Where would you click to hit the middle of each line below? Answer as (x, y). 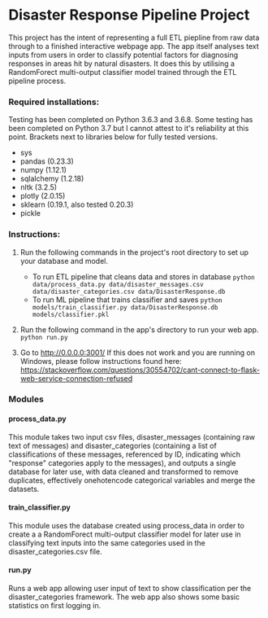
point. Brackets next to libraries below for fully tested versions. (113, 137)
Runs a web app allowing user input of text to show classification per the (130, 589)
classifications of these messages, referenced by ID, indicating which (125, 454)
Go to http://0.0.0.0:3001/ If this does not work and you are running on (138, 353)
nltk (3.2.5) (39, 187)
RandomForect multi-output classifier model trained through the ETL (123, 72)
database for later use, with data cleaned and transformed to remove (123, 471)
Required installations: (54, 102)
